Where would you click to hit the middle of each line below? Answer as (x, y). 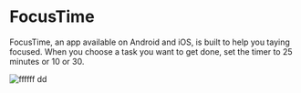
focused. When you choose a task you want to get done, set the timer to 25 (151, 51)
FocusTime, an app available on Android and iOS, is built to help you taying (150, 42)
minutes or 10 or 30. (47, 61)
